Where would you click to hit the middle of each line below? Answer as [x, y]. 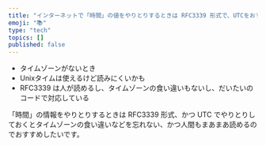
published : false [37, 45]
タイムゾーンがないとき [58, 69]
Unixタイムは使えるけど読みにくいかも [82, 78]
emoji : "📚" [27, 23]
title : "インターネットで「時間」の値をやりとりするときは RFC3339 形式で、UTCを [129, 15]
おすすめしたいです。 [49, 134]
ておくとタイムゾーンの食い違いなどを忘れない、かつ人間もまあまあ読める [129, 125]
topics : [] [26, 37]
